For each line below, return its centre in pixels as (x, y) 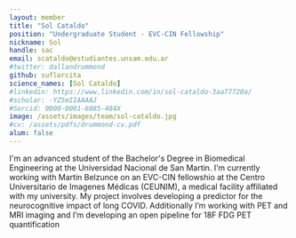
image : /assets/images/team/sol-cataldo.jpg (93, 116)
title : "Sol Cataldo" (49, 26)
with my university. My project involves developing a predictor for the (136, 195)
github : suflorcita (45, 75)
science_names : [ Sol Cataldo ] (65, 83)
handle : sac (31, 51)
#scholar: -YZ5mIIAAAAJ (53, 100)
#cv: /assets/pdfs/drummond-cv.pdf (75, 125)
